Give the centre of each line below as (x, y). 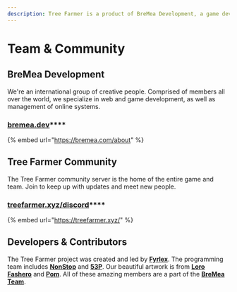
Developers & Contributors (67, 242)
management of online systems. (54, 106)
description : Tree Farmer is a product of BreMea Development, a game (113, 14)
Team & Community (66, 48)
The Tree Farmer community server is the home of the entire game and (110, 179)
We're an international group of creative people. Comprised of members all (116, 91)
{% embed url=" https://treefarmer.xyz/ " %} (71, 220)
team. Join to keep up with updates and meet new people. (92, 186)
